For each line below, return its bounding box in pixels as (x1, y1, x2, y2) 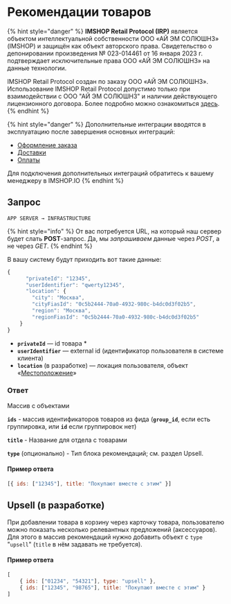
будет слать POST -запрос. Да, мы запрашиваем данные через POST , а (7, 234, 220, 242)
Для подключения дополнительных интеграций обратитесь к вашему (7, 169, 214, 177)
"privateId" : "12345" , (25, 275, 91, 282)
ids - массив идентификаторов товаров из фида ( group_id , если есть (7, 415, 211, 423)
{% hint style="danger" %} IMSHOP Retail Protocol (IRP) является (7, 27, 198, 35)
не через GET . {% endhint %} (7, 242, 93, 250)
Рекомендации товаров (7, 4, 152, 20)
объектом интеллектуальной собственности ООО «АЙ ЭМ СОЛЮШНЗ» (7, 34, 219, 42)
